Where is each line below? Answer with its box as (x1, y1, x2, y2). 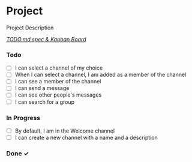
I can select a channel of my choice (14, 64, 103, 71)
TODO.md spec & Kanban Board (6, 35, 86, 43)
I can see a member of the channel (14, 78, 101, 85)
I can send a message (14, 85, 70, 92)
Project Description (6, 24, 54, 31)
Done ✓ (6, 149, 29, 157)
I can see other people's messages (14, 91, 102, 98)
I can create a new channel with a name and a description (14, 134, 158, 141)
